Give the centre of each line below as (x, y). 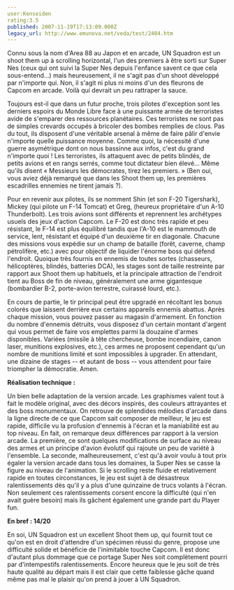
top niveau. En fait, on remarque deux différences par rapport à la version (113, 433)
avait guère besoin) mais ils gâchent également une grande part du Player (114, 500)
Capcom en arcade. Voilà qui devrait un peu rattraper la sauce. (97, 90)
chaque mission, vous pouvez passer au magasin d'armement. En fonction (115, 317)
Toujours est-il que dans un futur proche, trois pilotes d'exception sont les (114, 104)
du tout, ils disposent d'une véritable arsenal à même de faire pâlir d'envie (114, 134)
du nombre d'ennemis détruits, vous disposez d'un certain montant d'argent (117, 324)
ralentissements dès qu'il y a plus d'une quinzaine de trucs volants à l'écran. (117, 485)
